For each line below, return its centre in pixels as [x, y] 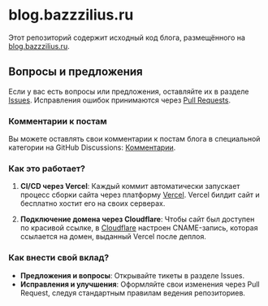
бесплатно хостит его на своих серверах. [93, 203]
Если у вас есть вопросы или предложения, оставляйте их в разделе [129, 91]
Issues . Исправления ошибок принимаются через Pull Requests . [120, 100]
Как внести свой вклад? [59, 258]
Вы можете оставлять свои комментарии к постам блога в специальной [134, 139]
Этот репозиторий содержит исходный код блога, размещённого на [127, 37]
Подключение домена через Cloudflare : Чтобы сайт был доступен [137, 219]
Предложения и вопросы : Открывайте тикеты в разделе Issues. [132, 275]
